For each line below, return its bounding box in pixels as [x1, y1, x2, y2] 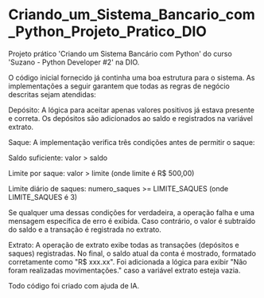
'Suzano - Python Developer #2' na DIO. [8, 57, 140, 67]
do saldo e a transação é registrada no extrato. [8, 225, 161, 234]
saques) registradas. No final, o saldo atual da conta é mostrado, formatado [8, 249, 257, 258]
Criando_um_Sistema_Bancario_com [8, 6, 256, 24]
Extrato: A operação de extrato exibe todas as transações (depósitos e [8, 240, 240, 249]
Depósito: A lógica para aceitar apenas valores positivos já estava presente [8, 105, 254, 115]
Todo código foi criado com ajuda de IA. [8, 280, 140, 290]
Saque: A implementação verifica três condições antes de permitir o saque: [8, 137, 255, 147]
